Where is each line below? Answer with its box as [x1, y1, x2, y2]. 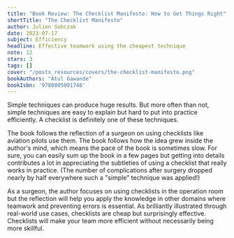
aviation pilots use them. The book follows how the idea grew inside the [7, 137, 214, 145]
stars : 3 [7, 56, 33, 63]
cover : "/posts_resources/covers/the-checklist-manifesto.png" [7, 68, 196, 75]
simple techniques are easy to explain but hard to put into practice [7, 108, 198, 117]
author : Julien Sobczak [7, 23, 77, 30]
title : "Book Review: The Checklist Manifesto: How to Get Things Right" [7, 10, 227, 17]
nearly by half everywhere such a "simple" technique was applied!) [7, 174, 200, 182]
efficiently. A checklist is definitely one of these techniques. [7, 116, 180, 124]
